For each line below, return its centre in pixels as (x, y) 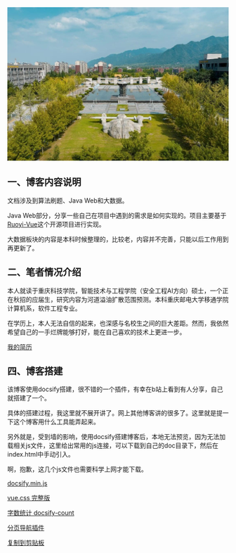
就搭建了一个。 (29, 398)
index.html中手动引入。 (41, 455)
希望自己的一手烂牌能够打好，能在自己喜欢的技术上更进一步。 (97, 332)
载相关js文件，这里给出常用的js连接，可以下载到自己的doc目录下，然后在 (113, 445)
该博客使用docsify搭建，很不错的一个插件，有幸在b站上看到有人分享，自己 (115, 389)
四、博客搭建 (35, 371)
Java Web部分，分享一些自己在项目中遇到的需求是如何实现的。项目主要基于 (117, 215)
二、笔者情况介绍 (44, 273)
